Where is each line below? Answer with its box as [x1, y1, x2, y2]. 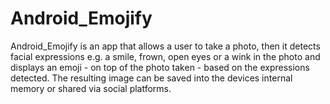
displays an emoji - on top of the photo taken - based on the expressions [10, 61, 310, 73]
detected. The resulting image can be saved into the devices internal [10, 72, 293, 84]
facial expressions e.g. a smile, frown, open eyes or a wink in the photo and [10, 50, 321, 62]
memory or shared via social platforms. [10, 82, 172, 94]
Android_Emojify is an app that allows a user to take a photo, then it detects [10, 40, 321, 52]
